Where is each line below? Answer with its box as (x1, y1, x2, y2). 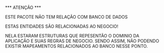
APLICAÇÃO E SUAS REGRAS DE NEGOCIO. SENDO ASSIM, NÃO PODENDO (5, 38, 159, 44)
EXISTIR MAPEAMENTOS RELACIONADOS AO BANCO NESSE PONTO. (5, 43, 148, 49)
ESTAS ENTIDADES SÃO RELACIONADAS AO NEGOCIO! (5, 23, 119, 29)
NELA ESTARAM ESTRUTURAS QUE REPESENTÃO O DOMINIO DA (5, 33, 139, 38)
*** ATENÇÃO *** (5, 5, 41, 10)
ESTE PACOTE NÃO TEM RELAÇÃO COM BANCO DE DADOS (5, 14, 128, 19)
